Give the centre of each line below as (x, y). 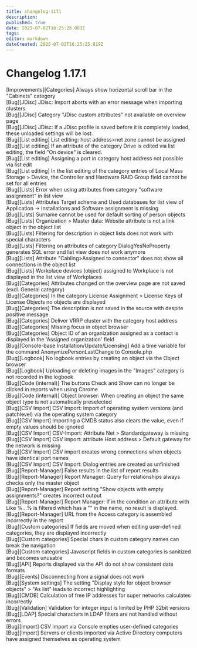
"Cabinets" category (31, 96)
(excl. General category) (35, 289)
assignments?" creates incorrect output (54, 495)
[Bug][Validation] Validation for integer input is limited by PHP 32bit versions (98, 607)
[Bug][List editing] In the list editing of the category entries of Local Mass (95, 170)
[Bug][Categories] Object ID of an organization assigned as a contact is (92, 333)
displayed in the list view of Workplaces (54, 277)
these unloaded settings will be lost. (50, 133)
